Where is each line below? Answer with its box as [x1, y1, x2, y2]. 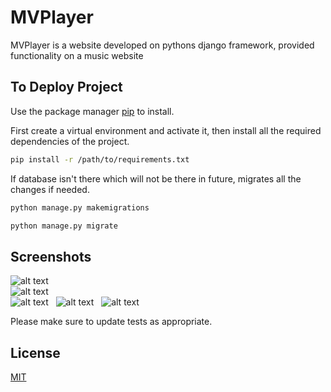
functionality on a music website [10, 49, 144, 61]
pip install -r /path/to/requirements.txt [10, 154, 190, 165]
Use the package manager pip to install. [10, 105, 175, 117]
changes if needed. [10, 183, 90, 195]
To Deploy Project [10, 79, 123, 96]
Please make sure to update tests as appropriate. [10, 316, 213, 328]
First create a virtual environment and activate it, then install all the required [10, 124, 322, 136]
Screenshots [10, 248, 92, 265]
